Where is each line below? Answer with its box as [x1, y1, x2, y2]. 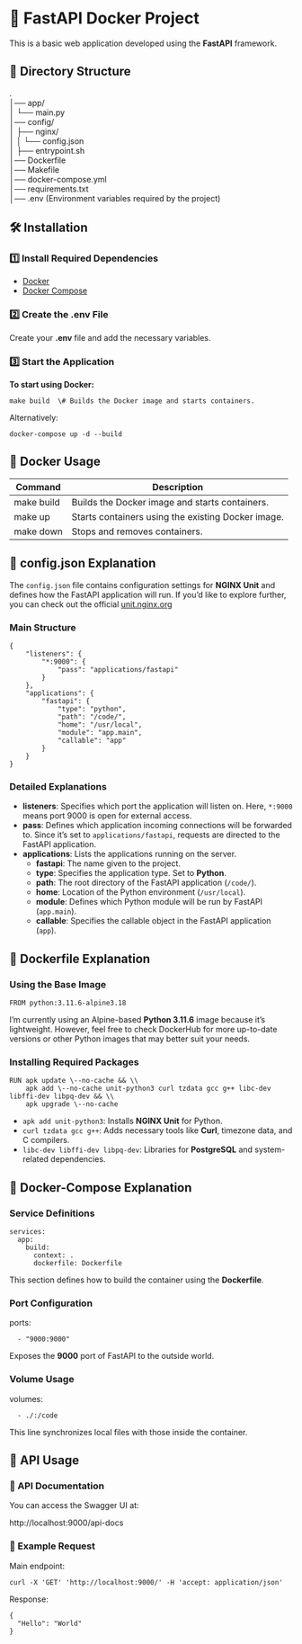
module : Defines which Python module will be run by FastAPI [35, 897, 263, 907]
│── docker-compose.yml [9, 174, 107, 184]
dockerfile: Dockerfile [32, 1258, 123, 1267]
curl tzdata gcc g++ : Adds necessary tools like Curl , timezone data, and [22, 1125, 293, 1136]
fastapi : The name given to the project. [35, 858, 182, 869]
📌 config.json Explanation [9, 556, 156, 571]
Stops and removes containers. [71, 525, 203, 538]
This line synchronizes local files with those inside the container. [9, 1426, 248, 1437]
